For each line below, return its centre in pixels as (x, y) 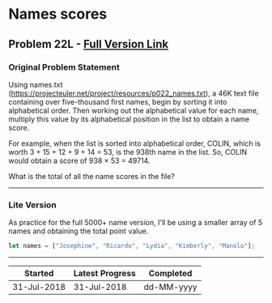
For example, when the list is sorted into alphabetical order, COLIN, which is (135, 143)
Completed (170, 274)
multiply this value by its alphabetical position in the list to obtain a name (129, 119)
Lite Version (32, 205)
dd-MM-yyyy (170, 287)
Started (39, 274)
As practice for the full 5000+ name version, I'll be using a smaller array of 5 (136, 223)
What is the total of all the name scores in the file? (92, 176)
